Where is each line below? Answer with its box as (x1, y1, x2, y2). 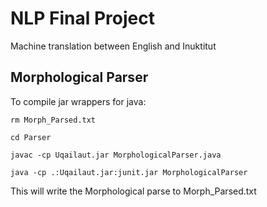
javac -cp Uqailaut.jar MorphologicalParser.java (10, 150, 222, 160)
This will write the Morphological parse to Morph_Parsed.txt (10, 185, 257, 197)
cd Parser (10, 132, 52, 142)
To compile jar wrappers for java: (10, 95, 147, 107)
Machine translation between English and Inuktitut (10, 40, 217, 52)
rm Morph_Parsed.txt (10, 115, 97, 125)
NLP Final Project (10, 7, 155, 30)
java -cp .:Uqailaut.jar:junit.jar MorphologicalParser (10, 167, 248, 177)
